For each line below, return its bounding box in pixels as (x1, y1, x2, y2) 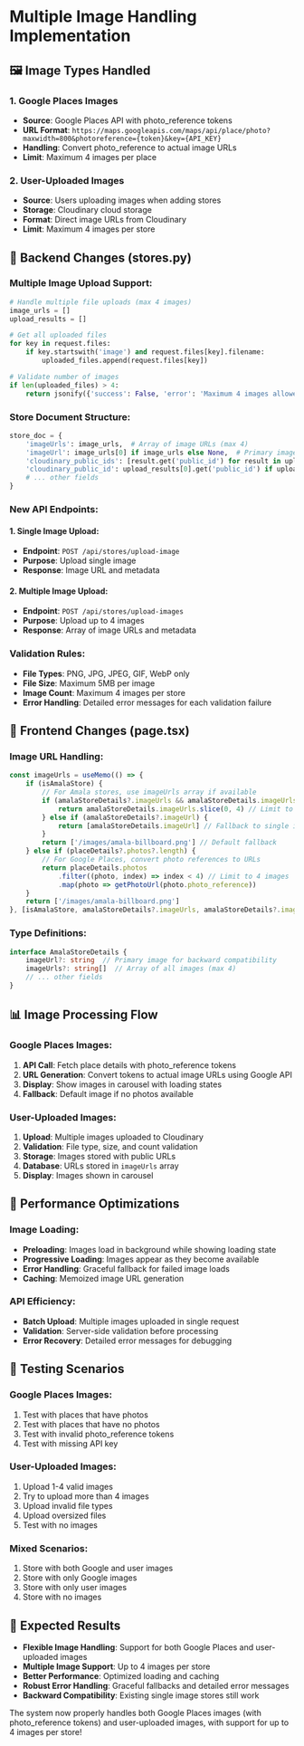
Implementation (9, 25, 131, 46)
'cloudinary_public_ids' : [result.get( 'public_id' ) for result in (25, 456, 281, 465)
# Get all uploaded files (9, 330, 107, 340)
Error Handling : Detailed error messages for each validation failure (22, 697, 272, 708)
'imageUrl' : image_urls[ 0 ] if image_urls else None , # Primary (25, 448, 273, 457)
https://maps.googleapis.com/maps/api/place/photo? (71, 126, 271, 135)
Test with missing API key (22, 1437, 119, 1449)
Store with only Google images (22, 1572, 138, 1583)
